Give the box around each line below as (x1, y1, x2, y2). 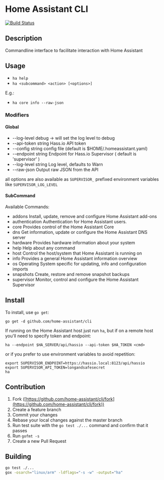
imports (12, 266, 28, 272)
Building (5, 452, 31, 461)
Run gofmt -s (12, 432, 40, 439)
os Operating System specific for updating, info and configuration (12, 261, 147, 267)
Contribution (5, 383, 46, 391)
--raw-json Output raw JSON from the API (12, 166, 99, 172)
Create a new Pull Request (12, 438, 67, 444)
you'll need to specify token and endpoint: (5, 333, 92, 339)
